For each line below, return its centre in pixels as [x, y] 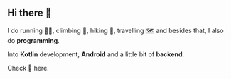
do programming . [34, 40]
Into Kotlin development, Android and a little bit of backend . [96, 54]
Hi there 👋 [29, 13]
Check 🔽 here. [28, 68]
